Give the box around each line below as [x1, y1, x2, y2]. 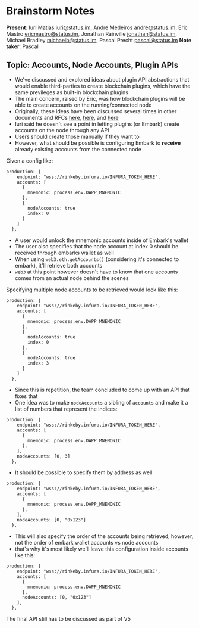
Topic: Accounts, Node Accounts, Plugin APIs [6, 60, 179, 70]
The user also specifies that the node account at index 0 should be [14, 243, 179, 250]
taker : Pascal [6, 43, 39, 50]
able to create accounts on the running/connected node [14, 101, 152, 108]
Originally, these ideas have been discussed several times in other [14, 107, 177, 114]
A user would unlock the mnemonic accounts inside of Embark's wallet [14, 237, 189, 244]
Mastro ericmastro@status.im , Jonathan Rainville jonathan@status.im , [6, 30, 177, 37]
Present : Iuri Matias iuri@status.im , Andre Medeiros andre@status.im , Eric [6, 24, 188, 31]
